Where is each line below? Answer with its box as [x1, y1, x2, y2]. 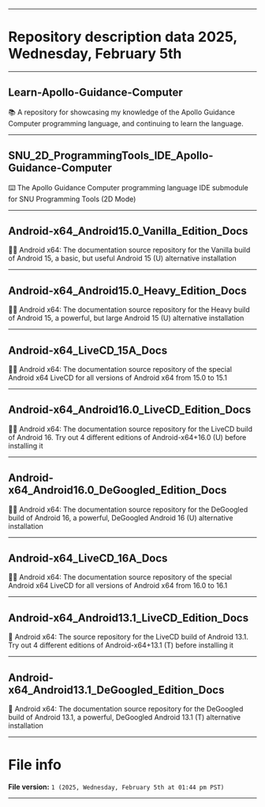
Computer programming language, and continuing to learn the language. [8, 118, 244, 128]
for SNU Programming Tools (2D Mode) [8, 194, 136, 204]
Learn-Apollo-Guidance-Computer [8, 86, 183, 99]
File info [8, 756, 62, 774]
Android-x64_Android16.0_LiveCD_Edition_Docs [8, 403, 252, 417]
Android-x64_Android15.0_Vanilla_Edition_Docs [8, 224, 248, 238]
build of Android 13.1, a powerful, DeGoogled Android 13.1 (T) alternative [8, 712, 241, 723]
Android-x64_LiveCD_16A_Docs [8, 552, 168, 565]
